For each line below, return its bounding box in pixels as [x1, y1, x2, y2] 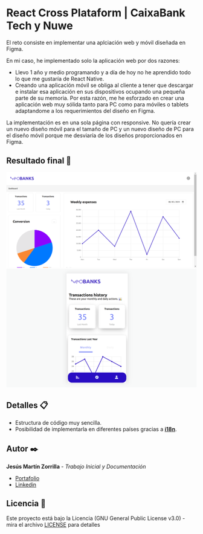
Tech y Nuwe [6, 19, 74, 33]
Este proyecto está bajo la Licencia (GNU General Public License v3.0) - [6, 514, 185, 522]
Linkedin [14, 481, 37, 488]
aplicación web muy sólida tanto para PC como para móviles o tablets [14, 100, 189, 108]
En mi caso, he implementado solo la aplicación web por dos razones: [6, 57, 180, 64]
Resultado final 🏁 [6, 156, 71, 166]
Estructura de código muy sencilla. [14, 419, 101, 426]
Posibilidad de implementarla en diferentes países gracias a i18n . [14, 426, 177, 433]
